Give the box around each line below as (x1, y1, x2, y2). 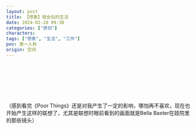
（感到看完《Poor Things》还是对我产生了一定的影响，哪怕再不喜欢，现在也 (6, 102, 190, 109)
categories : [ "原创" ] (6, 25, 58, 31)
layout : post (6, 8, 38, 15)
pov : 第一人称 (6, 42, 37, 47)
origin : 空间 (6, 47, 36, 53)
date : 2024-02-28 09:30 (6, 19, 65, 25)
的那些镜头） (6, 117, 37, 124)
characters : (6, 30, 35, 36)
